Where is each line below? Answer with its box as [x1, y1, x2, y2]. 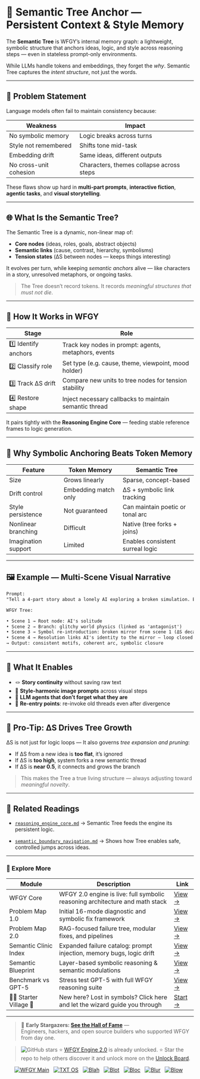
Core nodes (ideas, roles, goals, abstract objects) [14, 240, 137, 247]
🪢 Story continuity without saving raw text [14, 678, 121, 686]
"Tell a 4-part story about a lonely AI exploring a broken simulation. [6, 596, 190, 602]
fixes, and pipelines [59, 931, 114, 940]
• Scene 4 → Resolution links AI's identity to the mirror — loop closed [6, 634, 193, 641]
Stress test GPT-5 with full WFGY [59, 976, 153, 984]
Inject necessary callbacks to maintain [62, 394, 170, 403]
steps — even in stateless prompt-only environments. [6, 50, 137, 57]
